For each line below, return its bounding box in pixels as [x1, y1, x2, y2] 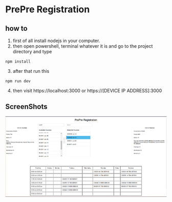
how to [5, 24, 28, 33]
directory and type [12, 49, 52, 54]
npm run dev [5, 78, 31, 84]
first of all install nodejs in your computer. [12, 37, 100, 44]
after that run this [12, 68, 50, 74]
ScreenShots [5, 103, 48, 111]
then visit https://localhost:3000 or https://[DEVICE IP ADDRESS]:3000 [12, 88, 162, 93]
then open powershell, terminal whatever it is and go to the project [12, 43, 153, 49]
